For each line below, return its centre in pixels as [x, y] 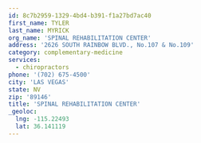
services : [25, 60]
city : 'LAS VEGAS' [39, 82]
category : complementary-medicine [66, 52]
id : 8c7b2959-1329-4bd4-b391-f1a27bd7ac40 [80, 15]
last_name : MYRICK [39, 30]
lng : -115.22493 [42, 119]
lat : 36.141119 [41, 126]
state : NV [25, 89]
